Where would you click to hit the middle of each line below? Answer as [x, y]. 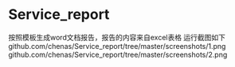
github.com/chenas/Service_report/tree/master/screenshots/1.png [117, 46]
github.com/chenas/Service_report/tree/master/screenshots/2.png [118, 54]
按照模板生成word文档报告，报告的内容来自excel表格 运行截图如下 [117, 37]
